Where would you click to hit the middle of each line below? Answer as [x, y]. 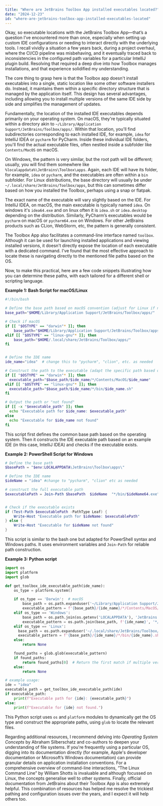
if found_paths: [30, 658]
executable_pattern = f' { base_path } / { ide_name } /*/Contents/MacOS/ [91, 608]
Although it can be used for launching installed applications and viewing [77, 241]
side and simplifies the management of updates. [53, 104]
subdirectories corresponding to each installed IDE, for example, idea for [78, 134]
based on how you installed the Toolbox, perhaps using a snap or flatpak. [78, 190]
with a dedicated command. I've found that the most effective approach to [79, 251]
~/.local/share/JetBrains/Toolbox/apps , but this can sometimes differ [76, 185]
